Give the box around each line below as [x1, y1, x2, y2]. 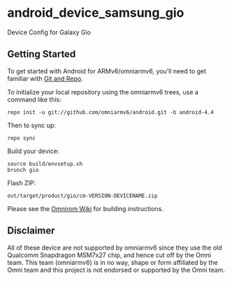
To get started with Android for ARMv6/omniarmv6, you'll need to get [7, 66, 207, 75]
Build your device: [7, 147, 59, 155]
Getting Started [7, 48, 76, 60]
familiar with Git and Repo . [7, 74, 83, 82]
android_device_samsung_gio [7, 5, 184, 21]
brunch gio [7, 166, 39, 173]
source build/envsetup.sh [7, 160, 82, 167]
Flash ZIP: [7, 178, 36, 187]
